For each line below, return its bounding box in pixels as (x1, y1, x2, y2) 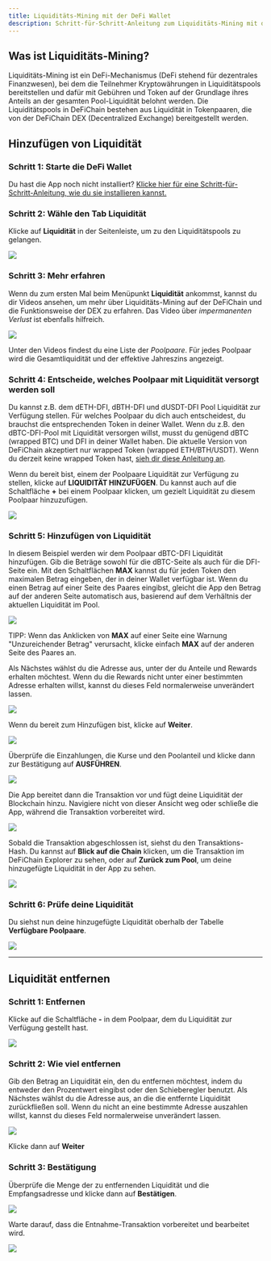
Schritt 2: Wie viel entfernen (8, 1058, 121, 1070)
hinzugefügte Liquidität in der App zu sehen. (8, 864, 156, 874)
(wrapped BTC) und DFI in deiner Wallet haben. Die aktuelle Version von (8, 436, 248, 446)
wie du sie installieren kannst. (68, 188, 167, 198)
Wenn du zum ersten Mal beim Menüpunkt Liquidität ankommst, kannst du (8, 288, 257, 299)
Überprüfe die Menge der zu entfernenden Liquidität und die (8, 1180, 210, 1190)
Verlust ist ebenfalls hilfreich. (8, 314, 105, 324)
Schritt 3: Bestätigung (8, 1162, 97, 1173)
